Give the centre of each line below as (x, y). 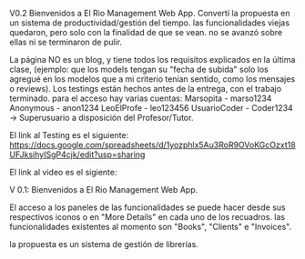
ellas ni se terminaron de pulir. (66, 42)
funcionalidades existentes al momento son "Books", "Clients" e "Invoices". (151, 227)
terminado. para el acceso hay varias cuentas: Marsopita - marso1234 (141, 98)
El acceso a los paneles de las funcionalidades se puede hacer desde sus (147, 207)
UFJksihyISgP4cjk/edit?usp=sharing (77, 154)
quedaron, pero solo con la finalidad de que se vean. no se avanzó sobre (146, 32)
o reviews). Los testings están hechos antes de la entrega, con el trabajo (146, 89)
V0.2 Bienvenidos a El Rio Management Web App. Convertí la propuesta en (150, 13)
